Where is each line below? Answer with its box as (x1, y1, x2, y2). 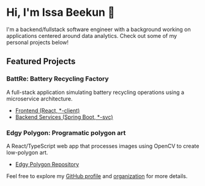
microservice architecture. (6, 95, 73, 102)
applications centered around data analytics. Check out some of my (6, 32, 177, 39)
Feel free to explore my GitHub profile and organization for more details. (6, 172, 188, 179)
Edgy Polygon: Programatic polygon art (6, 128, 126, 137)
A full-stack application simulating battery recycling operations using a (6, 88, 185, 96)
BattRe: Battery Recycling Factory (6, 74, 109, 83)
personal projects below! (6, 38, 69, 46)
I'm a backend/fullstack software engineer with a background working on (6, 26, 191, 33)
